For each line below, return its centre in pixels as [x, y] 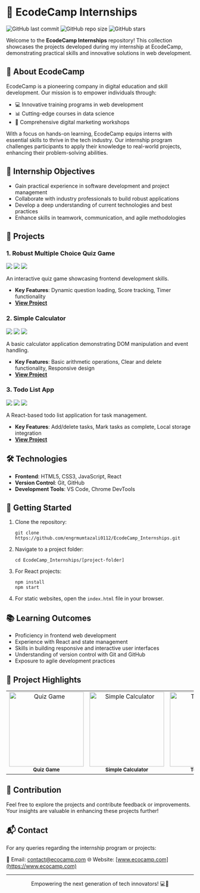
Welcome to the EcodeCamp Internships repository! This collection [89, 40]
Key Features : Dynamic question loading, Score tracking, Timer [93, 290]
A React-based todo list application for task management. [77, 415]
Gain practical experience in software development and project [92, 186]
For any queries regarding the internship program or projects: [81, 848]
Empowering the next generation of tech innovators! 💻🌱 [100, 883]
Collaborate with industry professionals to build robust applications [97, 198]
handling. [18, 350]
